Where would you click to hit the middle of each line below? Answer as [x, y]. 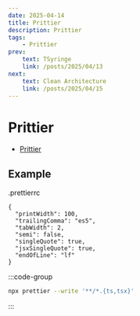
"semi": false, [40, 235]
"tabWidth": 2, [40, 228]
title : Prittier [34, 23]
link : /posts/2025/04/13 [63, 67]
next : [17, 74]
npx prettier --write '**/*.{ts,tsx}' [71, 292]
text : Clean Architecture [65, 81]
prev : [17, 52]
